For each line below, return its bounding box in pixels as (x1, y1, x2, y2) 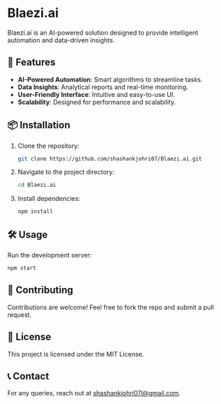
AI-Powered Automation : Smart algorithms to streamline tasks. (17, 75, 203, 83)
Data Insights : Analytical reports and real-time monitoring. (17, 83, 189, 91)
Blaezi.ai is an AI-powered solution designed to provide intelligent (7, 28, 198, 37)
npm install (17, 208, 53, 215)
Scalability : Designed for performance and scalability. (17, 98, 176, 106)
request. (7, 310, 32, 319)
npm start (7, 265, 37, 272)
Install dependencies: (17, 195, 81, 203)
